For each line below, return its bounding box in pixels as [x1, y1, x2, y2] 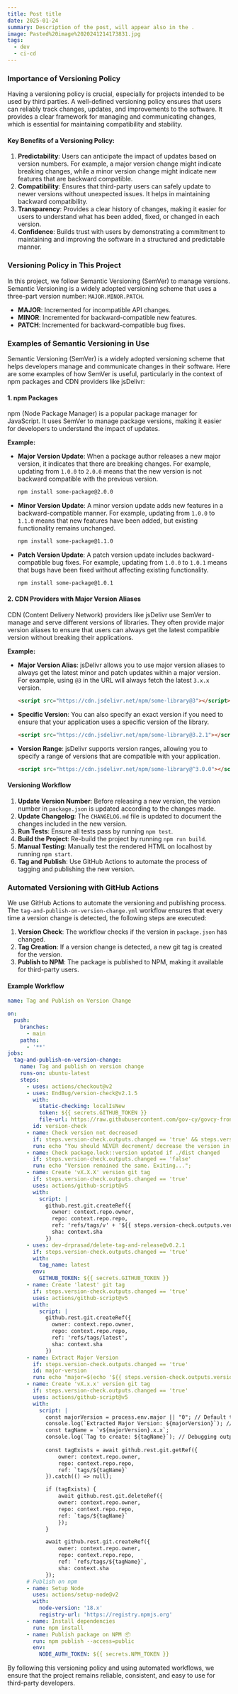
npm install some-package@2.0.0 [17, 489, 113, 496]
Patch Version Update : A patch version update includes [17, 550, 181, 559]
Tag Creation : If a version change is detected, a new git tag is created [17, 943, 222, 952]
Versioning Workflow [7, 781, 72, 789]
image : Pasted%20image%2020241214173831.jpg [7, 30, 141, 38]
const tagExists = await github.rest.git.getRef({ [45, 1447, 198, 1454]
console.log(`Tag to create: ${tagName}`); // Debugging [45, 1434, 217, 1441]
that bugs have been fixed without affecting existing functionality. [17, 565, 209, 574]
